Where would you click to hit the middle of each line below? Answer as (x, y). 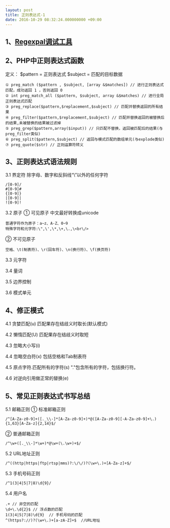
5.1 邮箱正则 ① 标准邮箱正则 (35, 409)
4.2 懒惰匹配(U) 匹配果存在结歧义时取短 (47, 335)
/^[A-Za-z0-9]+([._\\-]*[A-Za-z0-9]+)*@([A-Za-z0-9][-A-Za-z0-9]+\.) (81, 419)
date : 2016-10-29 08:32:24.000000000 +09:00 (54, 19)
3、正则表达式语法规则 (41, 161)
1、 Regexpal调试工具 (39, 42)
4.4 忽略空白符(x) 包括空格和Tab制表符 (46, 357)
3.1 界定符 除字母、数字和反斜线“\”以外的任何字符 (57, 175)
